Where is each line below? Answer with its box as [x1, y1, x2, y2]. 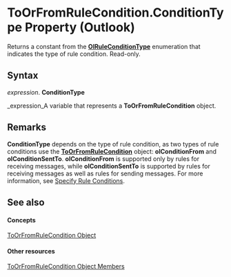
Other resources [7, 247, 55, 255]
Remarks [7, 122, 47, 133]
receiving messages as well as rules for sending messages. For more [7, 169, 203, 178]
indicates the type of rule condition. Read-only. [7, 50, 141, 58]
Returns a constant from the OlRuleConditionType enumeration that [7, 42, 201, 50]
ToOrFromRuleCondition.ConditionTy [7, 5, 224, 21]
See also [7, 196, 45, 208]
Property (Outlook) [24, 19, 136, 35]
